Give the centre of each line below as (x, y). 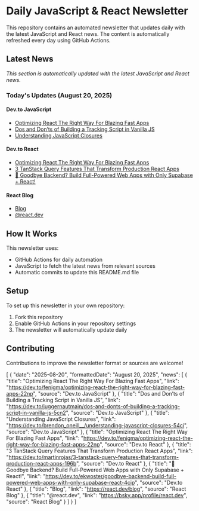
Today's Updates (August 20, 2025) (59, 95)
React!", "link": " (26, 476)
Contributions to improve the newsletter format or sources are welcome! (95, 363)
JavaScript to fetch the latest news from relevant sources (85, 266)
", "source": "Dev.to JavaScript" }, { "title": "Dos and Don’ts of (109, 393)
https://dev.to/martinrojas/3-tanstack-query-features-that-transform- (94, 457)
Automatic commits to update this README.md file (77, 273)
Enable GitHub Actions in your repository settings (75, 323)
